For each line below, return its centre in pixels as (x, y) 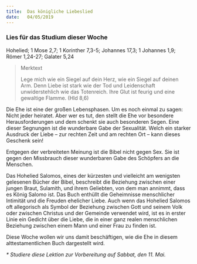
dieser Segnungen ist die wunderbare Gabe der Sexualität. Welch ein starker (98, 128)
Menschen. (20, 164)
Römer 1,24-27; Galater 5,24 (40, 56)
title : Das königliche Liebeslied (50, 11)
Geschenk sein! (25, 140)
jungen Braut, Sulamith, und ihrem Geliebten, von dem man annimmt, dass (96, 188)
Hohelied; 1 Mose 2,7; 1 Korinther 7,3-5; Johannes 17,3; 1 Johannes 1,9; (91, 50)
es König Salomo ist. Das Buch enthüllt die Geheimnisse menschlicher (90, 194)
